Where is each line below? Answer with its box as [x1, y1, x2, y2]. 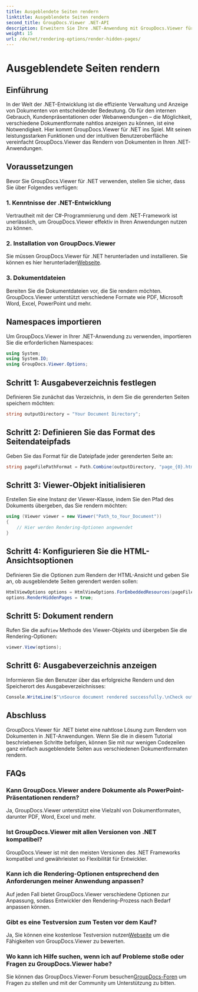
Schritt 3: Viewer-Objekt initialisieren [6, 480, 146, 490]
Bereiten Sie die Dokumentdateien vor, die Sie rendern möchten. [6, 287, 162, 294]
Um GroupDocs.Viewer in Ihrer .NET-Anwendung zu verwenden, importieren [6, 332, 192, 340]
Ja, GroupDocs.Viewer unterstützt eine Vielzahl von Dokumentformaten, [6, 807, 181, 814]
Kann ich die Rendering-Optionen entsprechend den [6, 870, 159, 878]
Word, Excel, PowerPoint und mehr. [6, 300, 92, 307]
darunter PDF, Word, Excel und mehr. [6, 813, 96, 821]
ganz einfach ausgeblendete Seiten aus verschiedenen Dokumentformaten [6, 745, 188, 752]
